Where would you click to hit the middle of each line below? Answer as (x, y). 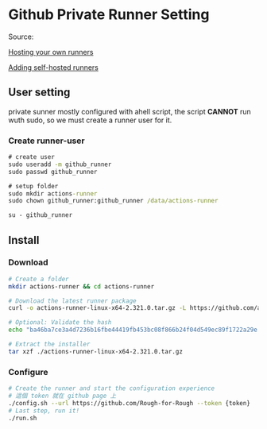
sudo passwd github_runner (53, 172)
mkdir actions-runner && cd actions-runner (81, 286)
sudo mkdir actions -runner (53, 193)
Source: (21, 37)
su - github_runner (41, 215)
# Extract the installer (49, 344)
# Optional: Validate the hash (60, 323)
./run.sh (23, 418)
